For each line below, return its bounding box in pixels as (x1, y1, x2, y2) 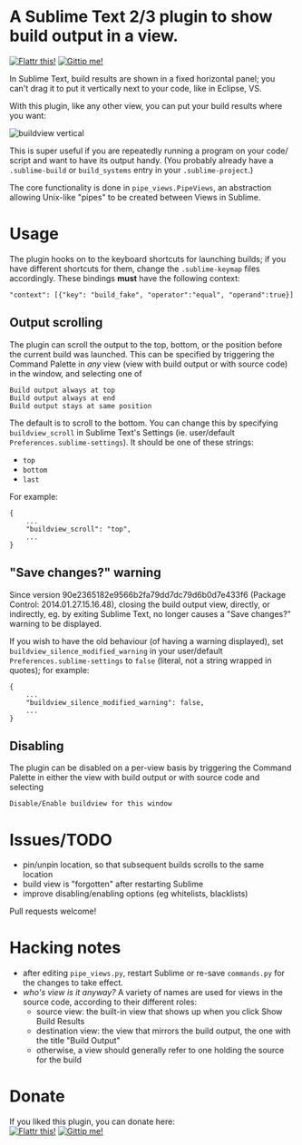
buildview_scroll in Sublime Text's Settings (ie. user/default (9, 426, 236, 437)
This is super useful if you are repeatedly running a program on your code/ (9, 145, 288, 156)
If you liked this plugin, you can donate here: (9, 1116, 175, 1127)
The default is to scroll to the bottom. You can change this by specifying (9, 417, 278, 428)
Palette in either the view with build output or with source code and (9, 772, 260, 783)
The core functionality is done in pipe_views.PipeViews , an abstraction (9, 181, 272, 192)
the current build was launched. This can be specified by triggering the (9, 348, 275, 359)
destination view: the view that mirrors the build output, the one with (35, 1025, 292, 1036)
